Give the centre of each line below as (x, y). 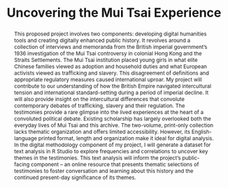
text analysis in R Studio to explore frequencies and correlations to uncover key (111, 151)
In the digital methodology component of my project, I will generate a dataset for (112, 144)
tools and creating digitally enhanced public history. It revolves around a (102, 40)
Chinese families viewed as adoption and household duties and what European (111, 66)
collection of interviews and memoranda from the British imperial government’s (111, 47)
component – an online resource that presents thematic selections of (115, 164)
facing (22, 164)
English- (201, 131)
